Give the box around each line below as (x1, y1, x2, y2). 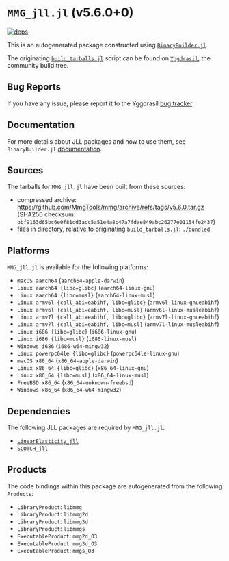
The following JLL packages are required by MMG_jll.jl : (7, 423, 165, 432)
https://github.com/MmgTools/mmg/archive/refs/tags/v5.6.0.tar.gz (16, 203, 204, 212)
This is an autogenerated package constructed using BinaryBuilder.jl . (7, 40, 208, 49)
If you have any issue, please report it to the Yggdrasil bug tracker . (7, 99, 194, 108)
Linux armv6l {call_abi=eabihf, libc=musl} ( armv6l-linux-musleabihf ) (16, 306, 220, 314)
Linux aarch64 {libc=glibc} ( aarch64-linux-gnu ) (16, 284, 155, 292)
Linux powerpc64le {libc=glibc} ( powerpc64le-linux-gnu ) (16, 349, 180, 358)
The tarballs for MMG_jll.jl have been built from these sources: (7, 183, 186, 191)
